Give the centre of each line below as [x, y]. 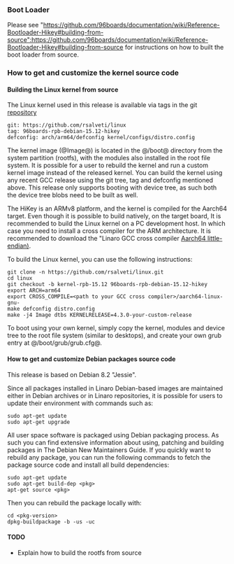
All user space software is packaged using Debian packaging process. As [113, 435]
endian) [18, 246]
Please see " [25, 25]
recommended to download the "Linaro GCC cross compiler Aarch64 [107, 239]
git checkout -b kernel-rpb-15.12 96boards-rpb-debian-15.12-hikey [108, 285]
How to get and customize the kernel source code [93, 73]
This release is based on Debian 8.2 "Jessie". [72, 374]
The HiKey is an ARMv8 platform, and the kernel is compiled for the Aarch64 [117, 209]
